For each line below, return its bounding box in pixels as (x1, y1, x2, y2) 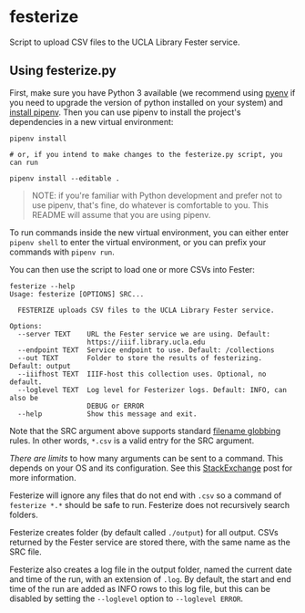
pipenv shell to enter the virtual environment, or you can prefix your (9, 236, 267, 247)
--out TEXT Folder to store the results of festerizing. (17, 353, 262, 362)
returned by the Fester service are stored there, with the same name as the (9, 536, 291, 547)
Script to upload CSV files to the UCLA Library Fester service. (9, 36, 240, 47)
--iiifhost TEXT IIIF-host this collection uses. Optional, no (17, 369, 267, 379)
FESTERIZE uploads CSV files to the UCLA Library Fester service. (17, 306, 275, 315)
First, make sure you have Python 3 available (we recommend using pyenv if (9, 87, 296, 98)
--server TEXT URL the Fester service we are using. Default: (17, 329, 271, 338)
